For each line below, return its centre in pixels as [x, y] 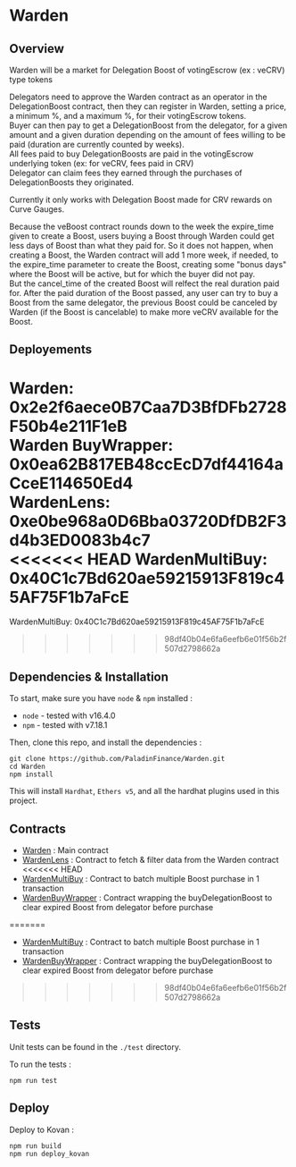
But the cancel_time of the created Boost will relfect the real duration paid [144, 283]
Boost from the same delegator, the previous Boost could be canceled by [144, 302]
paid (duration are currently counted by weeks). [97, 144]
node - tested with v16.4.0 [69, 715]
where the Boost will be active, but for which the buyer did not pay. [132, 274]
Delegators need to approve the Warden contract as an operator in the [138, 97]
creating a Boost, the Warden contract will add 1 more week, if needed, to [144, 255]
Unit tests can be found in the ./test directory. [95, 1046]
